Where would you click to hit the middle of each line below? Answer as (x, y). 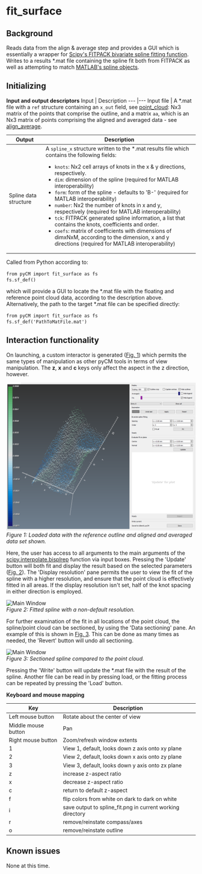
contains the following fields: (81, 155)
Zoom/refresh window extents (100, 740)
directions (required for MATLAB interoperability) (115, 243)
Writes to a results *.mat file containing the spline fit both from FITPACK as (98, 61)
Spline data (23, 196)
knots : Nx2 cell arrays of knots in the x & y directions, (120, 167)
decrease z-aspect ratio (93, 782)
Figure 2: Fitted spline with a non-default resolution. (71, 609)
